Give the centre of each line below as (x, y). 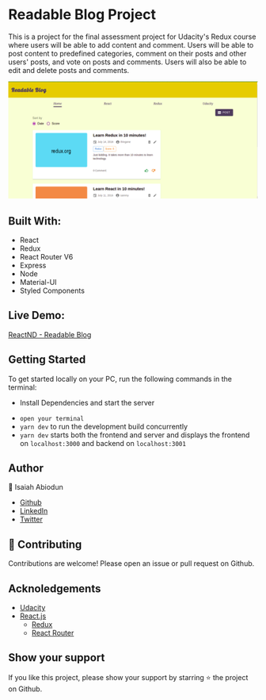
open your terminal (52, 418)
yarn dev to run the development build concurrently (104, 426)
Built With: (35, 221)
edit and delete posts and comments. (69, 70)
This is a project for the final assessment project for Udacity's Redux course (132, 37)
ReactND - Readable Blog (50, 334)
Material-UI (38, 282)
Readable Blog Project (82, 15)
